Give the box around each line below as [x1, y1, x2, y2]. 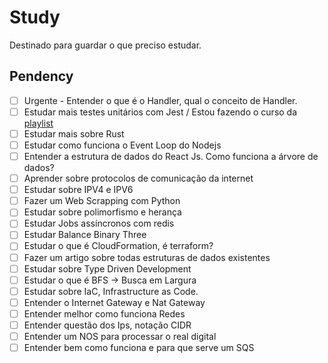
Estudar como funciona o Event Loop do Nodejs [23, 139, 222, 151]
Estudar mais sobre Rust [23, 127, 125, 140]
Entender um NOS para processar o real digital [23, 330, 217, 342]
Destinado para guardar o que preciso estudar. [9, 39, 202, 51]
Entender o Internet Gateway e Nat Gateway [23, 296, 206, 308]
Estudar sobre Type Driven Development [23, 262, 192, 275]
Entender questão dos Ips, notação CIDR [23, 319, 192, 331]
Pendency [9, 68, 74, 85]
